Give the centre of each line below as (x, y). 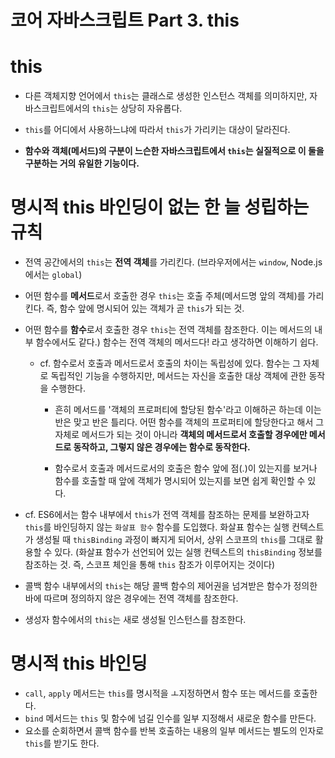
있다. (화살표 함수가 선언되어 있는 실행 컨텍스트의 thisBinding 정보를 (188, 552)
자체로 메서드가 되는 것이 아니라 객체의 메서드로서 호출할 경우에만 (181, 435)
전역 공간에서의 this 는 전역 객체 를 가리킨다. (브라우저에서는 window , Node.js (173, 262)
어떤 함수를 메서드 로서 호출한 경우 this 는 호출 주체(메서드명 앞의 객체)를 (165, 296)
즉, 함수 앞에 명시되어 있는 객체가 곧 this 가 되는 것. (145, 308)
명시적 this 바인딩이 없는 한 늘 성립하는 (160, 207)
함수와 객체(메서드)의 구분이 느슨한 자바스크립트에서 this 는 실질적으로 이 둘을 (174, 151)
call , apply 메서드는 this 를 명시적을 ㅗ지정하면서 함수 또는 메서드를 (158, 693)
